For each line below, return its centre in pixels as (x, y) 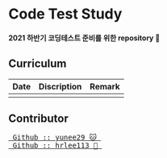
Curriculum (38, 64)
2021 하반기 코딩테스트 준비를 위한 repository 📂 (84, 38)
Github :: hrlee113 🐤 (55, 146)
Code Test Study (65, 14)
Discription (61, 86)
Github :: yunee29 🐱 (54, 137)
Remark (105, 86)
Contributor (38, 118)
